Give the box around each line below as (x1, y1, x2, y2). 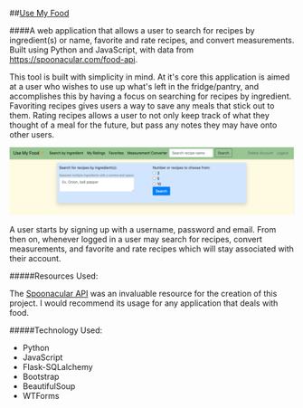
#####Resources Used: (9, 270, 99, 281)
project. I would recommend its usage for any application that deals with (9, 298, 279, 308)
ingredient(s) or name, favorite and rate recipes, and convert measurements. (9, 35, 295, 45)
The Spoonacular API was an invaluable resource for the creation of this (9, 289, 278, 299)
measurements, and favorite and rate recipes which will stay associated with (9, 243, 294, 254)
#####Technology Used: (9, 325, 103, 336)
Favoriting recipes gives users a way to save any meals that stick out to (9, 100, 275, 111)
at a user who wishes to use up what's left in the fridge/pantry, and (9, 81, 260, 91)
